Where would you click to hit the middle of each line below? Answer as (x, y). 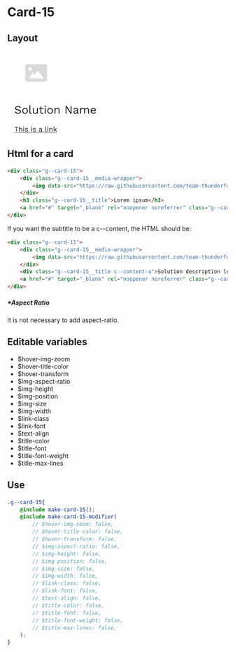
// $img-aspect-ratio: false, (76, 546)
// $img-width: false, (65, 576)
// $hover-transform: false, (75, 539)
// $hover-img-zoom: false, (73, 525)
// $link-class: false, (67, 583)
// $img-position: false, (70, 561)
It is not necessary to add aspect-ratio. (63, 320)
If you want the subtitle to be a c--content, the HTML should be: (99, 228)
